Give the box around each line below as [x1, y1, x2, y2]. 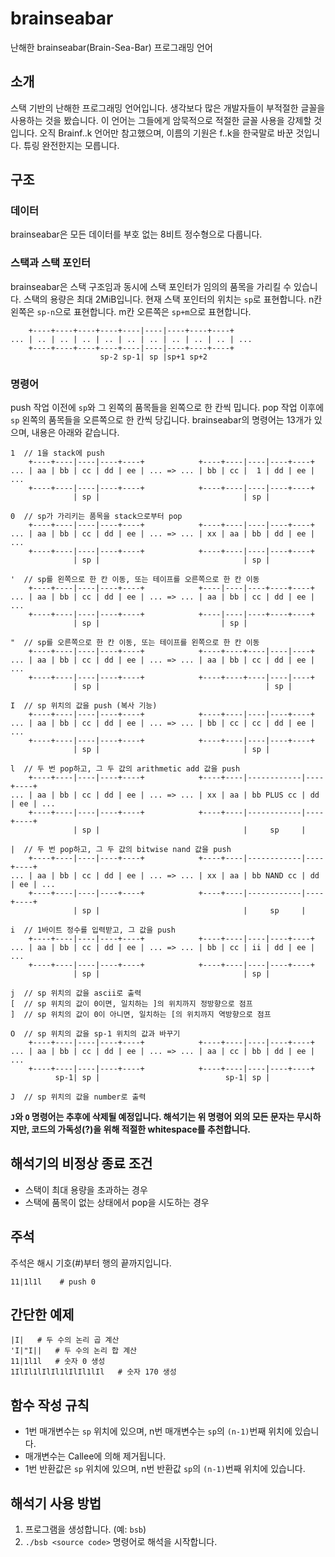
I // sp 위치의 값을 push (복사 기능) [10, 701, 158, 711]
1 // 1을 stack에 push [10, 448, 105, 459]
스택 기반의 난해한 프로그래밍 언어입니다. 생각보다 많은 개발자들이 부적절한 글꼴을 [10, 102, 326, 114]
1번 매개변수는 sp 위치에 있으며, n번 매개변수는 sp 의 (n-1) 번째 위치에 [24, 1425, 293, 1437]
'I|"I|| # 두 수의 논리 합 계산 [10, 1346, 138, 1356]
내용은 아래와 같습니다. [31, 427, 120, 439]
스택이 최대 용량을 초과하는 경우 [24, 1183, 148, 1196]
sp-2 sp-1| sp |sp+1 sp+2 [99, 352, 208, 362]
